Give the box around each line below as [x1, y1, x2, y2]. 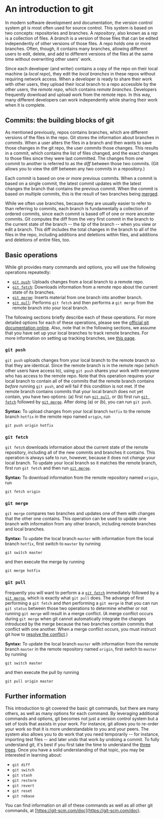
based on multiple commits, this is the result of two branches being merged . [5, 191, 159, 197]
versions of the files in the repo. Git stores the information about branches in [5, 134, 159, 140]
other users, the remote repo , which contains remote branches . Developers [5, 86, 157, 92]
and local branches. [5, 526, 45, 532]
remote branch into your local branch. [12, 305, 89, 311]
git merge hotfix [5, 569, 41, 573]
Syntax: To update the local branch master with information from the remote [5, 641, 159, 646]
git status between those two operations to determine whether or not [5, 605, 148, 611]
